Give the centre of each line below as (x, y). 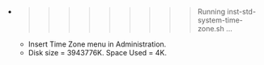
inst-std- (241, 12)
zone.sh (211, 28)
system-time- (220, 20)
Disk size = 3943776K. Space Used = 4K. (98, 53)
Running (211, 12)
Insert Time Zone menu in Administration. (97, 44)
